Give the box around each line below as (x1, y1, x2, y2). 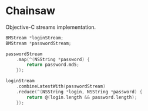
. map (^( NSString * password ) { (16, 56, 90, 62)
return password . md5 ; (26, 62, 80, 68)
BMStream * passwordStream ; (5, 40, 72, 46)
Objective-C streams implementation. (5, 23, 96, 31)
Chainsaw (5, 4, 56, 18)
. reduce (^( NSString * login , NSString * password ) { (16, 89, 143, 95)
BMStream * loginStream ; (5, 35, 64, 41)
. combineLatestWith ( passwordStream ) (16, 83, 106, 89)
